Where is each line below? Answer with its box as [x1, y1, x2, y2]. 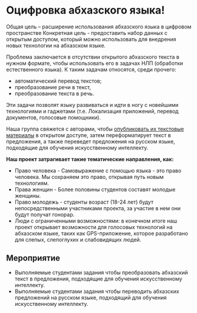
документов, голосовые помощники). [6, 113, 101, 121]
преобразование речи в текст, [14, 83, 91, 90]
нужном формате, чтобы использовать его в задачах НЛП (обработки [6, 60, 183, 67]
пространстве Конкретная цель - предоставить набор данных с [6, 29, 168, 36]
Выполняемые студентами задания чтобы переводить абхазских [14, 288, 180, 295]
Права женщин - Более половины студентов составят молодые [14, 185, 176, 193]
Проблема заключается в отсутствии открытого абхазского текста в [6, 53, 180, 60]
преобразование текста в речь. [14, 90, 94, 97]
